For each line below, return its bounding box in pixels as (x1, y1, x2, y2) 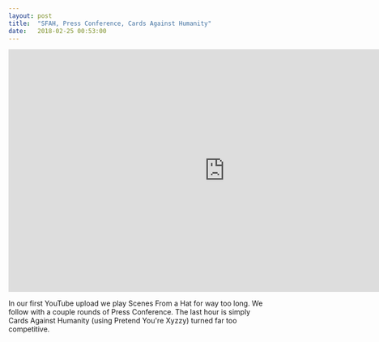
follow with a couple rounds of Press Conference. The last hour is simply (8, 307, 251, 317)
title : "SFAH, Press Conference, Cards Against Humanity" (8, 19, 212, 27)
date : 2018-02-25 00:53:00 (8, 27, 107, 35)
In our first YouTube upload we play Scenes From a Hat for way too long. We (8, 298, 263, 308)
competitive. (8, 324, 50, 334)
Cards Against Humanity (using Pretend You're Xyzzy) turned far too (8, 316, 237, 326)
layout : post (8, 11, 53, 20)
